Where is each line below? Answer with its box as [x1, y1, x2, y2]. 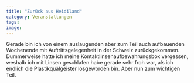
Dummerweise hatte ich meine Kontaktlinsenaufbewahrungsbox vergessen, [6, 53, 189, 60]
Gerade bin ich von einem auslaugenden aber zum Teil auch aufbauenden [6, 41, 185, 48]
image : [6, 24, 22, 31]
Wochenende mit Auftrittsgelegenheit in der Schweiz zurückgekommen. [6, 47, 180, 54]
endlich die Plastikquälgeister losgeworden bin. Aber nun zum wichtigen [6, 65, 181, 73]
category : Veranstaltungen [6, 14, 72, 20]
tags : [6, 19, 19, 25]
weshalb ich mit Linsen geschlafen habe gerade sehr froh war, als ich [6, 59, 173, 66]
